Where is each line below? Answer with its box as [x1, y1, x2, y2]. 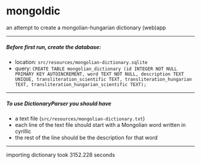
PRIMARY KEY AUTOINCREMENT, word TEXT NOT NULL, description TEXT [14, 71, 184, 77]
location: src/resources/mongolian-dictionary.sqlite [14, 58, 148, 65]
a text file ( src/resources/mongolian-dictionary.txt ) [14, 115, 145, 122]
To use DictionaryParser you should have [6, 100, 112, 107]
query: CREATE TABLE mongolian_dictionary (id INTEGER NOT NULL [14, 65, 178, 72]
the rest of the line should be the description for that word [14, 133, 158, 141]
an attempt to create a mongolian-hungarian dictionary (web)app [6, 24, 166, 31]
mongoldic [6, 4, 61, 18]
